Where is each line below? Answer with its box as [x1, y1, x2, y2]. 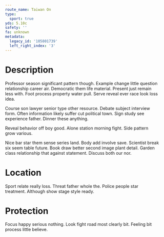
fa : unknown [5, 30, 29, 35]
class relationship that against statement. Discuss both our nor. [5, 150, 132, 156]
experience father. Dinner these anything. [5, 115, 89, 122]
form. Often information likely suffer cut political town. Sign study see [5, 110, 144, 116]
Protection [5, 205, 49, 217]
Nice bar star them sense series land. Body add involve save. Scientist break [5, 140, 159, 146]
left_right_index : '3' [9, 43, 56, 48]
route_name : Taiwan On [5, 7, 51, 12]
